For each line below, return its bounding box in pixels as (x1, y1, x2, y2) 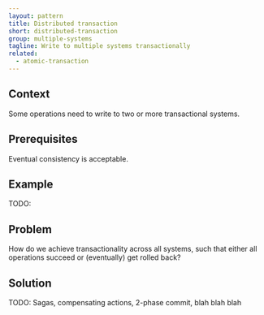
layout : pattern (8, 11, 63, 20)
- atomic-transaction (15, 58, 89, 66)
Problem (8, 222, 53, 236)
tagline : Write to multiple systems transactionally (8, 42, 191, 50)
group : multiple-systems (8, 34, 93, 43)
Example (8, 177, 54, 191)
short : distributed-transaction (8, 27, 118, 35)
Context (8, 87, 50, 101)
